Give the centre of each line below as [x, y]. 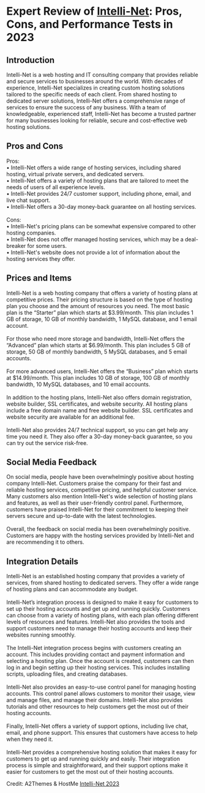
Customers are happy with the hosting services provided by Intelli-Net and [100, 536]
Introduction [31, 60]
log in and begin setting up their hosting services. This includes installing [98, 668]
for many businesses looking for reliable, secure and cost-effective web [97, 120]
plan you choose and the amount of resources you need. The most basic [98, 306]
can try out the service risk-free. [47, 443]
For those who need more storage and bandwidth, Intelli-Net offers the [95, 338]
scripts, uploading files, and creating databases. [67, 674]
